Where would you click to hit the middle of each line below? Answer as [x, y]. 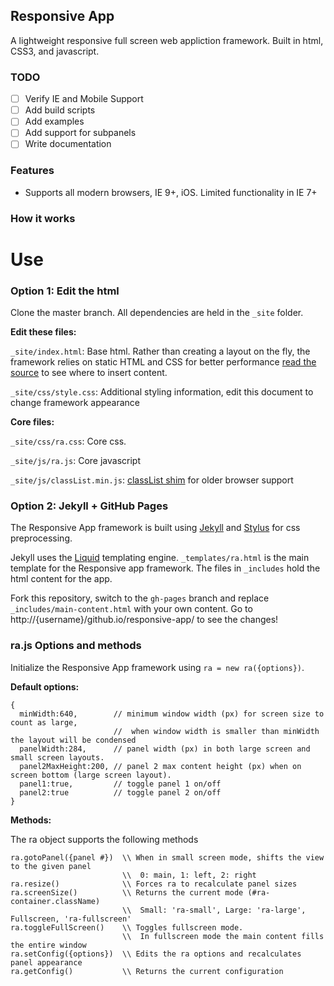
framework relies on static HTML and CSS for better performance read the [163, 362]
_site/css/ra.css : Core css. [68, 441]
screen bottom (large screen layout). [91, 775]
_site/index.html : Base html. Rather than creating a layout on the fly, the [160, 351]
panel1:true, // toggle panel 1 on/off [120, 784]
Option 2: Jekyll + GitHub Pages [89, 506]
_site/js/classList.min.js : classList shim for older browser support [152, 480]
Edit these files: [43, 332]
